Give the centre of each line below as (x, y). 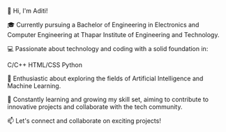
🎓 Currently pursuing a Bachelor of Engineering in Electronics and (103, 25)
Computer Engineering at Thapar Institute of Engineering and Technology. (113, 35)
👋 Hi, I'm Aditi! (28, 11)
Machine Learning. (34, 86)
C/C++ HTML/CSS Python (45, 65)
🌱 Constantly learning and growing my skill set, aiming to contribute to (108, 99)
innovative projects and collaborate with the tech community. (95, 107)
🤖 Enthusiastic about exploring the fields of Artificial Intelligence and (105, 78)
